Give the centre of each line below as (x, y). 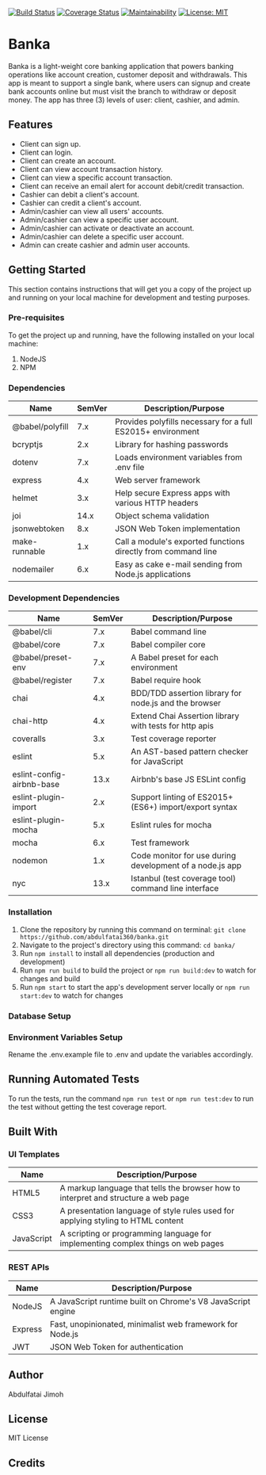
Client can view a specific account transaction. (96, 178)
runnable (29, 552)
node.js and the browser (176, 703)
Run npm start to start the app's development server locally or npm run (135, 987)
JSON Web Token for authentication (117, 1347)
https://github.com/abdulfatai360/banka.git (94, 937)
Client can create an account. (68, 160)
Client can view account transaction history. (91, 169)
